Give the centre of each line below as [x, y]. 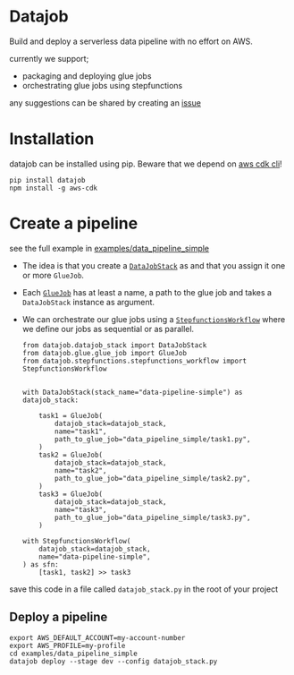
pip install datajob [48, 180]
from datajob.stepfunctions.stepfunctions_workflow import [134, 361]
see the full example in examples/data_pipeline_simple [109, 248]
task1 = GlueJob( [71, 415]
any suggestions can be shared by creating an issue [105, 103]
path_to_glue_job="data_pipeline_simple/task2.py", [153, 478]
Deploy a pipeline [59, 617]
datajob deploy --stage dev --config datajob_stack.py [113, 661]
